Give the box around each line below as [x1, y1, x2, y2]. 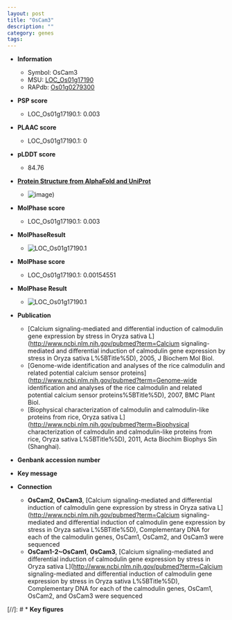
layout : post [7, 10, 45, 17]
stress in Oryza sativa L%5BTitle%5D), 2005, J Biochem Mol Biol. [27, 354, 215, 362]
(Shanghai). [27, 443, 61, 451]
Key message [17, 469, 57, 478]
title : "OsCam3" [7, 17, 54, 24]
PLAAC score [17, 123, 57, 132]
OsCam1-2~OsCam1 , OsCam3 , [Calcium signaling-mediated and [27, 548, 213, 556]
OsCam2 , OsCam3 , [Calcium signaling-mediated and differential [27, 496, 213, 504]
